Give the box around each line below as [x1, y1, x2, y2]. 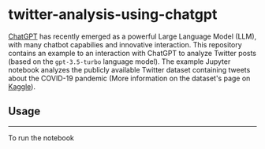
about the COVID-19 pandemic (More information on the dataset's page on [8, 73, 251, 83]
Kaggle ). [8, 81, 35, 91]
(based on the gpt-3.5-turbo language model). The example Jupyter [8, 57, 231, 66]
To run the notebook [8, 132, 75, 143]
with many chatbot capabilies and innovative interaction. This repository [8, 39, 242, 49]
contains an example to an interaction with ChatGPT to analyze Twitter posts [8, 48, 256, 58]
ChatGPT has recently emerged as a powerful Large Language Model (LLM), [8, 32, 257, 41]
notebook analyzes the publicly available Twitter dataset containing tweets [8, 65, 251, 74]
